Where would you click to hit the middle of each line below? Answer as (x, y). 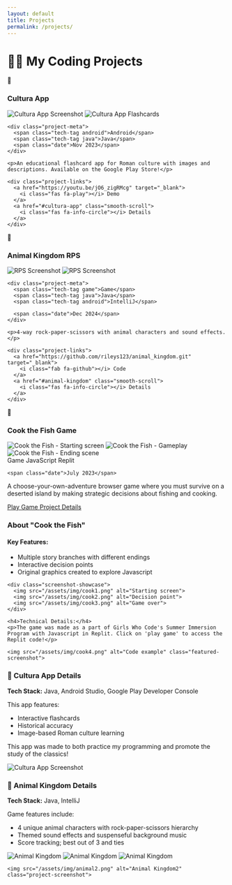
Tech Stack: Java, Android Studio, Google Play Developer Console (103, 691)
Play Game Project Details (44, 507)
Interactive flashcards (48, 718)
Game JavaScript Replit (41, 461)
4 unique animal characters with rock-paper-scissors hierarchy (108, 827)
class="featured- (194, 652)
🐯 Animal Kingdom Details (52, 785)
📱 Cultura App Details (44, 676)
